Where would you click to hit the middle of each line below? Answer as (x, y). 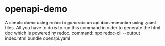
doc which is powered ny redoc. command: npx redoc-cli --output (73, 33)
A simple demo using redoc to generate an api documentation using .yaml (81, 23)
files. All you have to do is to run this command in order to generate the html (82, 27)
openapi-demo (36, 9)
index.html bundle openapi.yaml (38, 38)
